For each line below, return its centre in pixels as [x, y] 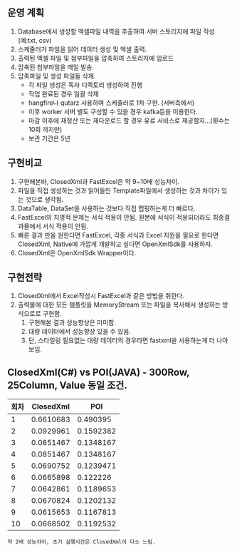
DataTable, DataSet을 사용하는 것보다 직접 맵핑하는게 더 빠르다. [106, 208]
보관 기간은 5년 [49, 138]
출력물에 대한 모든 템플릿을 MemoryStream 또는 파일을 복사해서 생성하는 [119, 305]
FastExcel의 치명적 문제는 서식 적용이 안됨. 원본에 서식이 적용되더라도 [114, 217]
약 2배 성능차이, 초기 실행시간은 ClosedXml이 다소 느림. [81, 542]
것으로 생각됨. [44, 199]
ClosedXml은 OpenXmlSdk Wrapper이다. [77, 252]
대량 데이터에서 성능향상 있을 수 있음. [80, 332]
